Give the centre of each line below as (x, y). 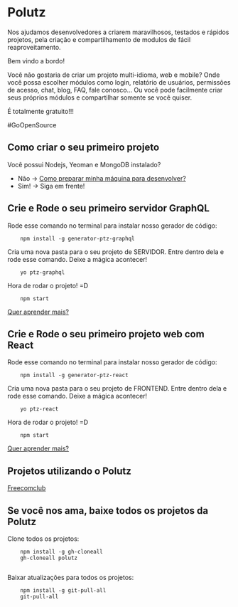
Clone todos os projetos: (43, 539)
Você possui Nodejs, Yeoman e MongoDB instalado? (84, 164)
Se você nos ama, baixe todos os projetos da (108, 511)
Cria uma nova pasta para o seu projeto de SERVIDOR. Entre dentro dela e (116, 252)
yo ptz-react (39, 409)
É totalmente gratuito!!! (41, 111)
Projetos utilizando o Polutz (69, 471)
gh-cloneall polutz (49, 558)
